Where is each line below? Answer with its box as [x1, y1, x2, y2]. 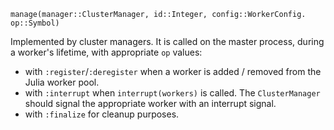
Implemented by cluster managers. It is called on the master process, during [10, 36, 325, 47]
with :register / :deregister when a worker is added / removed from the [24, 66, 322, 77]
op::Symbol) [10, 18, 60, 28]
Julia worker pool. [24, 76, 100, 88]
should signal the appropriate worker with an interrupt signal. [24, 98, 277, 109]
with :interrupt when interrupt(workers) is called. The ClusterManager [24, 87, 321, 99]
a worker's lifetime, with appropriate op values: [10, 46, 203, 58]
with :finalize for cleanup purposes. [24, 108, 180, 120]
